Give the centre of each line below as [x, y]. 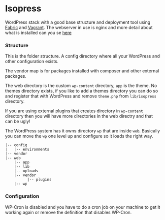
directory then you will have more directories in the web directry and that [79, 116]
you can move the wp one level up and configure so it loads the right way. [79, 136]
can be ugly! [18, 122]
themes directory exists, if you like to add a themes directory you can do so [82, 91]
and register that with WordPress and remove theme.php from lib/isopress [81, 96]
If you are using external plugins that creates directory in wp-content [74, 111]
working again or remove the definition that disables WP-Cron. [68, 212]
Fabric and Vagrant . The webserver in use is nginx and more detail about [79, 27]
